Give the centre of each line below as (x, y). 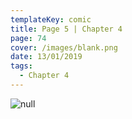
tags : (21, 66)
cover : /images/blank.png (64, 47)
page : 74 (28, 38)
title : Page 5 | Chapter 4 (66, 29)
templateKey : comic (51, 19)
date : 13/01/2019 (46, 57)
